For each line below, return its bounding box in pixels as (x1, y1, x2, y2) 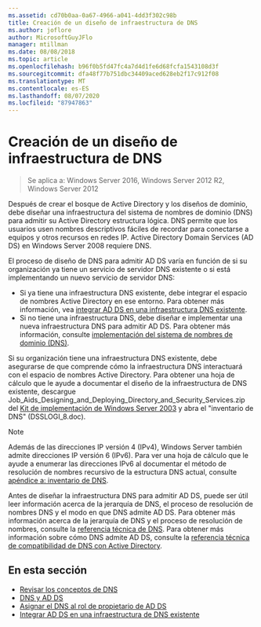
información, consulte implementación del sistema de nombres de (19, 330, 234, 339)
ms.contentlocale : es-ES (8, 84, 89, 93)
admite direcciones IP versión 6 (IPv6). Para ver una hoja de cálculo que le (8, 451, 249, 460)
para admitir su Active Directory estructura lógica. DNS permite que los (8, 216, 238, 225)
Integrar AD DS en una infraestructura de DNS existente (19, 610, 200, 619)
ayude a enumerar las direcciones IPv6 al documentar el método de (8, 459, 227, 468)
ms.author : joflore (8, 26, 72, 34)
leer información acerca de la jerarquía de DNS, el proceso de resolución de (8, 500, 253, 509)
